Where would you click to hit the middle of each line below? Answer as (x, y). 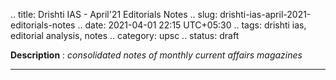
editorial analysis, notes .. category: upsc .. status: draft (125, 35)
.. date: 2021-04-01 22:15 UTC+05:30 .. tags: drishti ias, (192, 25)
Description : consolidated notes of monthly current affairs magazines (156, 55)
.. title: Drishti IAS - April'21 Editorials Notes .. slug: (114, 14)
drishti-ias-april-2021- (265, 14)
